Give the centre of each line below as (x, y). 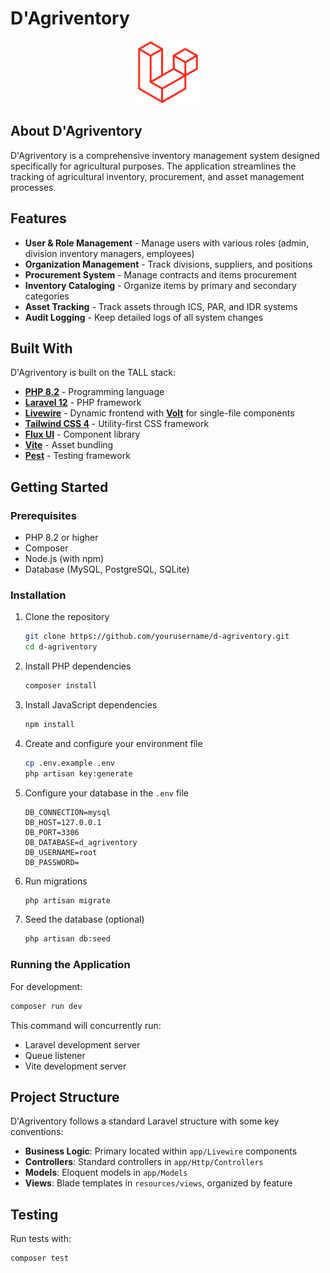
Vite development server (75, 1066)
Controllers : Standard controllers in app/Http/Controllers (144, 1162)
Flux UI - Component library (82, 434)
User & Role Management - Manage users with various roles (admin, (167, 243)
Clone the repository (67, 617)
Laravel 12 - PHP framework (83, 403)
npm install (49, 724)
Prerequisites (43, 515)
